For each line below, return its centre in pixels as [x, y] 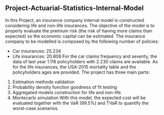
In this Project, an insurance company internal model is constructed [75, 20]
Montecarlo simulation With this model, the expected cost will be [79, 98]
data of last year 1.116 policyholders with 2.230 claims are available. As [85, 61]
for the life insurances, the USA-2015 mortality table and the [74, 67]
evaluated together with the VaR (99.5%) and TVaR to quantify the [80, 103]
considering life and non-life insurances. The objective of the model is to [80, 25]
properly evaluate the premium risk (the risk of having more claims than [79, 31]
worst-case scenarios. [35, 108]
